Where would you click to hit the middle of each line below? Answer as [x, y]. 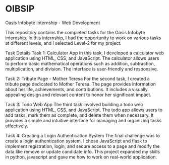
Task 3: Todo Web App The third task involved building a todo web [74, 104]
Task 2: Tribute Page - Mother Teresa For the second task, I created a [77, 78]
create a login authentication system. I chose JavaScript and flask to [76, 141]
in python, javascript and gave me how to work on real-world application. [81, 157]
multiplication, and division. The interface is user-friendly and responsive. [82, 69]
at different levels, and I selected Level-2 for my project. [64, 43]
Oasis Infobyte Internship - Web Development [53, 23]
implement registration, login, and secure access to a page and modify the [82, 146]
